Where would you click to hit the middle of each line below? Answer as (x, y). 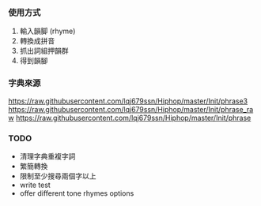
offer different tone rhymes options (77, 193)
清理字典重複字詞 (47, 156)
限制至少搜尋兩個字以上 (58, 176)
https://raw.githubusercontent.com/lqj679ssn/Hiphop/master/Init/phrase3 (128, 101)
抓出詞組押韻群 (44, 51)
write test (35, 185)
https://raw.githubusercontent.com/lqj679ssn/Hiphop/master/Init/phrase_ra (131, 109)
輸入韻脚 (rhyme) (47, 31)
